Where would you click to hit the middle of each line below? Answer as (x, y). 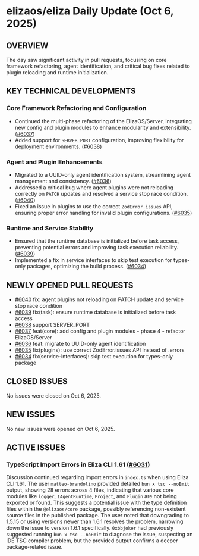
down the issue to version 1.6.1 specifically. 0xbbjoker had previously (90, 528)
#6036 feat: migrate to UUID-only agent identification (80, 344)
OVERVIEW (27, 46)
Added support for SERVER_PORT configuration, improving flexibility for (99, 140)
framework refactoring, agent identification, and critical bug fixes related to (98, 66)
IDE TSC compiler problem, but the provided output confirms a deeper (92, 541)
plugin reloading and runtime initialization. (57, 72)
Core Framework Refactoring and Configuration (76, 108)
